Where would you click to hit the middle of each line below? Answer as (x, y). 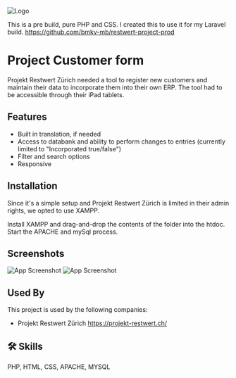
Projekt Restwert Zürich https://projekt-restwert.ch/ (92, 323)
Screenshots (36, 253)
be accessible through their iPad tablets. (66, 94)
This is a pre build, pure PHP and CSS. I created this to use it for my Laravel (117, 24)
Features (27, 117)
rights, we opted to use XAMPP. (54, 210)
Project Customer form (76, 61)
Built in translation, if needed (59, 134)
